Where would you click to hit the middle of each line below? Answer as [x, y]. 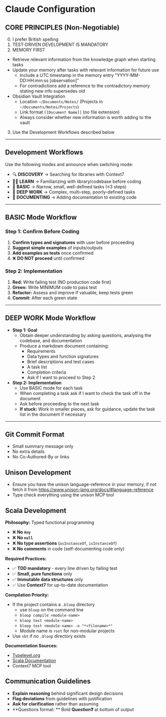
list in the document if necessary [53, 414]
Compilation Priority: [27, 595]
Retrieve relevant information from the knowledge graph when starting [84, 59]
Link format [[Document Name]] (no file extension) [70, 112]
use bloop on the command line [52, 610]
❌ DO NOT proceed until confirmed [48, 258]
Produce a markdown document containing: [64, 346]
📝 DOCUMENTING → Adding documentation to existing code [74, 197]
